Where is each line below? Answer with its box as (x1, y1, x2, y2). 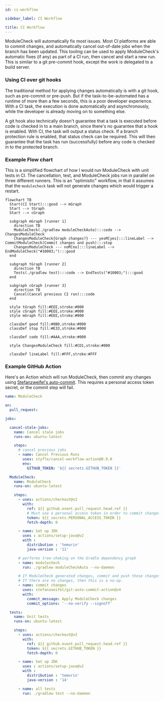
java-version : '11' (26, 547, 69, 552)
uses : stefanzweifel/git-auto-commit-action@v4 (22, 587, 121, 592)
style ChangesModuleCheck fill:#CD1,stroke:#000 (9, 343, 110, 348)
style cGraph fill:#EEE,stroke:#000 (9, 309, 84, 314)
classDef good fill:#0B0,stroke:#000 (9, 322, 86, 327)
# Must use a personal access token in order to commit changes (26, 511, 161, 515)
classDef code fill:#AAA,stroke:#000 (9, 334, 86, 339)
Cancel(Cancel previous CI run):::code (14, 292, 95, 297)
